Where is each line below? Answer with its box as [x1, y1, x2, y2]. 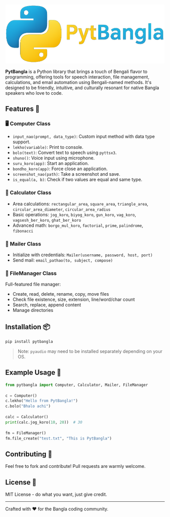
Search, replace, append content [12, 302, 81, 308]
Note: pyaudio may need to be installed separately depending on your [17, 348, 163, 354]
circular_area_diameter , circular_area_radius [12, 206, 111, 212]
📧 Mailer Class [5, 240, 41, 247]
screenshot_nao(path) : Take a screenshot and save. [12, 171, 120, 177]
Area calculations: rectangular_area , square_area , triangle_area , [12, 201, 148, 207]
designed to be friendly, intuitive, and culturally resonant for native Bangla [5, 85, 159, 91]
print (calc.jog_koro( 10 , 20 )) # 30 [5, 420, 82, 425]
